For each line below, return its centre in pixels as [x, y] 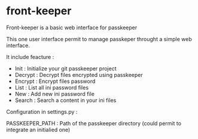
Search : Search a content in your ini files [66, 100]
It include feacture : [30, 57]
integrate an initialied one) [38, 129]
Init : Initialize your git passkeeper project [66, 68]
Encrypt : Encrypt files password [55, 81]
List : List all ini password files [51, 87]
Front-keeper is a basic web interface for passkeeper [72, 27]
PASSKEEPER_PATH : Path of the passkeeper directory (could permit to [94, 123]
